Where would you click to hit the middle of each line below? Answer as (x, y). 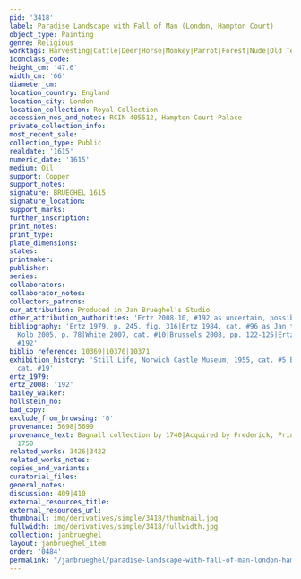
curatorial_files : (43, 477)
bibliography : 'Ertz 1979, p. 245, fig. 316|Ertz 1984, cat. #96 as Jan (148, 327)
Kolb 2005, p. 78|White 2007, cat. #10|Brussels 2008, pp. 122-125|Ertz (156, 335)
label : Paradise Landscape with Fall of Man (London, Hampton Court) (142, 26)
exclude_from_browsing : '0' (62, 418)
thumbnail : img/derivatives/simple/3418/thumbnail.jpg (114, 518)
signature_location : (48, 202)
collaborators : (38, 285)
